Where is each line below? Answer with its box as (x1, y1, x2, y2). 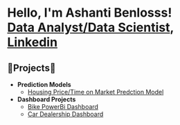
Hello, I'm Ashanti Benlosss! (7, 5, 172, 21)
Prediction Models (17, 81, 71, 88)
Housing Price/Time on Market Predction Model (27, 88, 164, 96)
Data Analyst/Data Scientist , (7, 19, 174, 35)
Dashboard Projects (17, 95, 76, 103)
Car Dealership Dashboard (27, 110, 104, 118)
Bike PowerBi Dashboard (27, 103, 99, 110)
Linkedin (7, 35, 57, 50)
